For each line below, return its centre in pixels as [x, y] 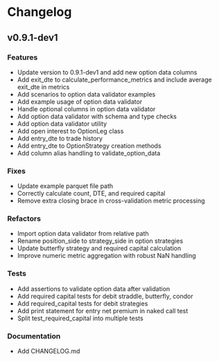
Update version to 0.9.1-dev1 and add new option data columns [107, 72]
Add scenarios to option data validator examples [86, 94]
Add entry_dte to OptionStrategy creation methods [89, 145]
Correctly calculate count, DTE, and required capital [91, 194]
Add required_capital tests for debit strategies [82, 303]
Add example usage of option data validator [80, 102]
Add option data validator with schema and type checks [97, 116]
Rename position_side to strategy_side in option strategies [100, 241]
